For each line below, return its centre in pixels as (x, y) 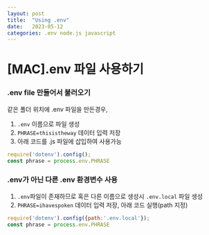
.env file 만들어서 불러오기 (49, 93)
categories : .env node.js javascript (62, 33)
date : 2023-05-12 (35, 26)
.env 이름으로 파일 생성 (48, 124)
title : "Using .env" (38, 20)
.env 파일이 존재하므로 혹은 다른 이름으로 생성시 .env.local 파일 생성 (110, 196)
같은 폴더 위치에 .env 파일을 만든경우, (58, 109)
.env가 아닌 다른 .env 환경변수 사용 (62, 180)
